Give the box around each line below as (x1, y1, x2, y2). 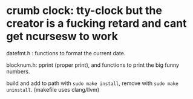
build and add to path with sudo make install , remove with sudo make (6, 80, 178, 87)
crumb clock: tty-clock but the (6, 4, 162, 18)
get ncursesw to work (6, 30, 118, 43)
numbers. (6, 67, 30, 75)
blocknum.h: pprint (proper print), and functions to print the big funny (6, 61, 180, 69)
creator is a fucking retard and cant (6, 16, 187, 30)
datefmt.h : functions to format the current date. (6, 49, 126, 56)
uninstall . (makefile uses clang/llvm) (6, 86, 100, 93)
